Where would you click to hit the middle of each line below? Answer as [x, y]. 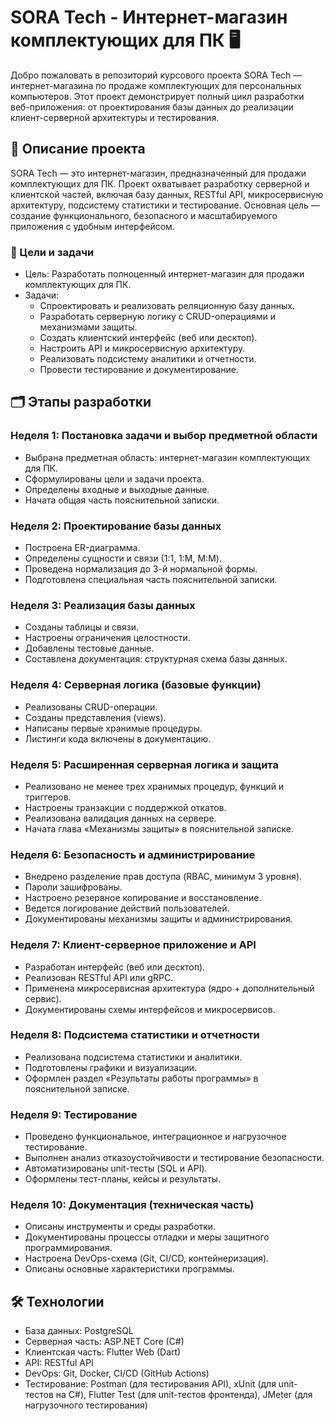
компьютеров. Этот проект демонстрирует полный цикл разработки [157, 96]
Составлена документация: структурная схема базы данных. [156, 659]
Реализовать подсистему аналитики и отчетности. [148, 359]
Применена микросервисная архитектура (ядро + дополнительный [169, 988]
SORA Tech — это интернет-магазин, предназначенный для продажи [158, 173]
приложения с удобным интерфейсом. [92, 226]
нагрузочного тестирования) [86, 1405]
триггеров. [48, 797]
